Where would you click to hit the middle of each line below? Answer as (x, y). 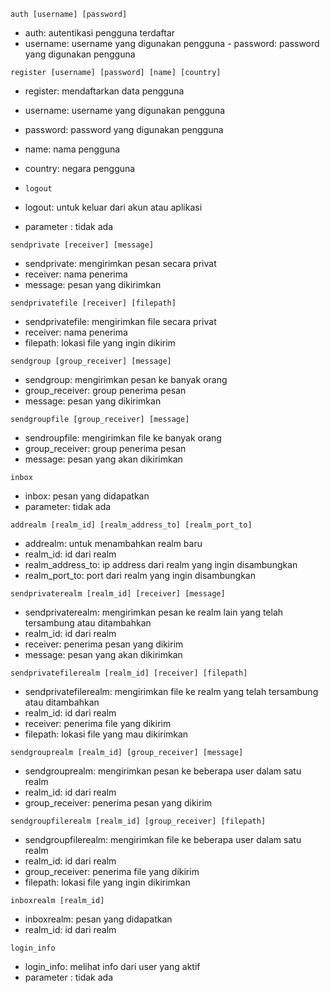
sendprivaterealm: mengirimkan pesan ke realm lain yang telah (154, 612)
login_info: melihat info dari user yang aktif (112, 966)
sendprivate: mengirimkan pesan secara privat (120, 263)
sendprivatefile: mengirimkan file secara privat (120, 321)
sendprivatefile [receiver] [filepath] (93, 303)
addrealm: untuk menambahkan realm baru (113, 543)
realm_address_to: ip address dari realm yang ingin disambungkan (161, 564)
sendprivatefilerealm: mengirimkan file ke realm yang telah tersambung (171, 691)
